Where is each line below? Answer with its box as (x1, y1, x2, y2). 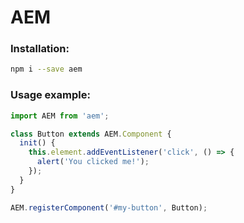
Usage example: (10, 88, 91, 102)
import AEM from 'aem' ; (10, 111, 110, 121)
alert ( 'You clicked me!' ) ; (36, 157, 150, 167)
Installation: (10, 42, 70, 56)
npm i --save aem (10, 64, 83, 75)
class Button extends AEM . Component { (10, 129, 172, 139)
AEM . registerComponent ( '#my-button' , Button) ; (10, 202, 208, 213)
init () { (19, 138, 56, 148)
